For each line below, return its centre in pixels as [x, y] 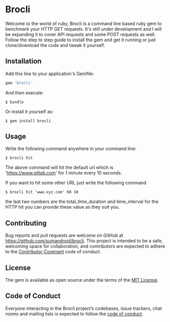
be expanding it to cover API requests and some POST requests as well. [81, 34]
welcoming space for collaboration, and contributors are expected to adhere [85, 246]
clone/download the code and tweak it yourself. [55, 45]
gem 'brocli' [19, 83]
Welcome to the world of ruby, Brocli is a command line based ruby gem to [83, 23]
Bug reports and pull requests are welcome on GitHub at [64, 235]
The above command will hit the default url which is [59, 167]
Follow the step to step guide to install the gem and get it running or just [81, 40]
